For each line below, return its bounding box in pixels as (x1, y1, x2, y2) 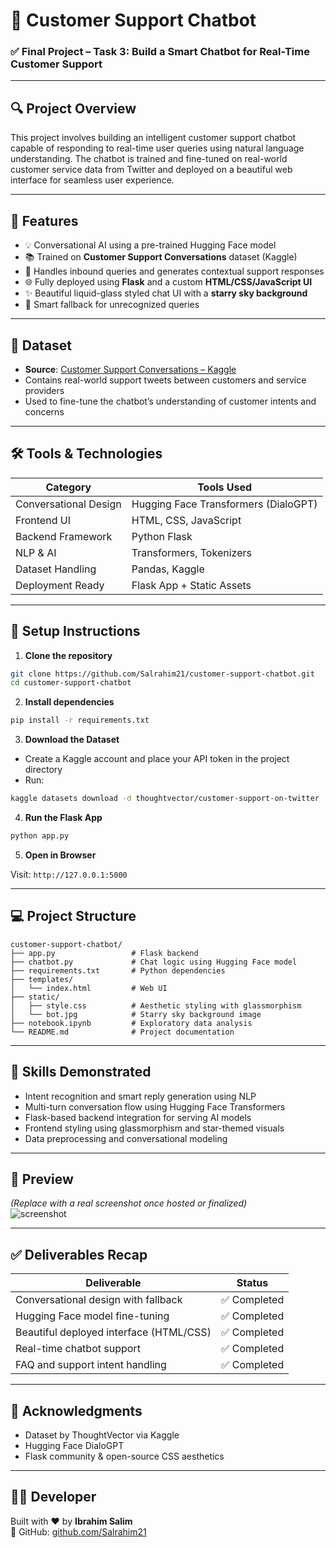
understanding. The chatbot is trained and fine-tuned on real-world (10, 153, 288, 165)
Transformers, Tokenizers (131, 545, 252, 559)
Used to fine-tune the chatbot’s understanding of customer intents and (24, 395, 317, 407)
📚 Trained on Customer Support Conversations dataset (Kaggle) (24, 251, 298, 263)
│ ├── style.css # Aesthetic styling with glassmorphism (10, 1000, 302, 1011)
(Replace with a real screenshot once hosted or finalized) (10, 1197, 248, 1209)
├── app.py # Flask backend (10, 948, 199, 958)
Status (236, 1276, 269, 1290)
